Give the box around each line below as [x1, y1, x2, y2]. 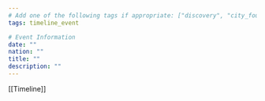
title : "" [8, 55, 41, 63]
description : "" [8, 62, 62, 71]
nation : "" [8, 48, 44, 56]
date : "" [8, 40, 37, 48]
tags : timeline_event [8, 19, 80, 27]
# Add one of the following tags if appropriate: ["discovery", [8, 11, 224, 20]
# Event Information [8, 33, 77, 41]
